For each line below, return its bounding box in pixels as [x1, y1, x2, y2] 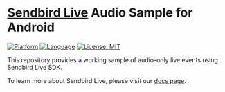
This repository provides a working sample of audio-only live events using [7, 55, 218, 64]
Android [7, 19, 55, 35]
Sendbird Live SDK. [7, 63, 63, 71]
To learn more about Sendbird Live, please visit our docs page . [7, 76, 187, 84]
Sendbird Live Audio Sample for [7, 5, 193, 21]
